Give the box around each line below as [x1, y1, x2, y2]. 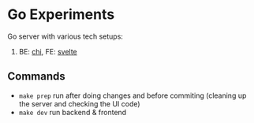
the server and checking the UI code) [18, 99, 140, 108]
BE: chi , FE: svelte [18, 47, 77, 56]
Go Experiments [7, 6, 115, 24]
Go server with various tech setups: [7, 32, 124, 41]
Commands [7, 69, 66, 84]
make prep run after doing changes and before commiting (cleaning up [18, 91, 247, 100]
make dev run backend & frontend [18, 107, 127, 117]
